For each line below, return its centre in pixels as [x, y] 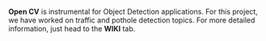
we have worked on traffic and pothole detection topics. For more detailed [132, 20]
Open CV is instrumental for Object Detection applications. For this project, [133, 12]
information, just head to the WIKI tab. [72, 29]
